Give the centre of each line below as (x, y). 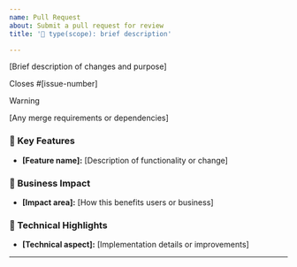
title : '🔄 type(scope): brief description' (91, 34)
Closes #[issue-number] (53, 84)
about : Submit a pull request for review (87, 26)
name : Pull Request (45, 17)
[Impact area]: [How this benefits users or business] (118, 202)
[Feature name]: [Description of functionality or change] (125, 160)
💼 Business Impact (50, 183)
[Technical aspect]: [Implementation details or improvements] (135, 245)
